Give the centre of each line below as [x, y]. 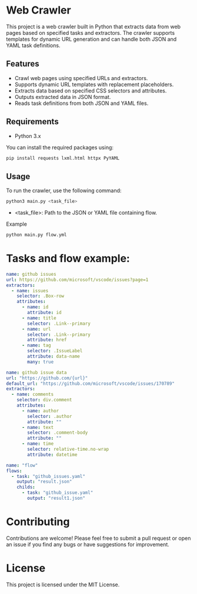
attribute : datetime [52, 454]
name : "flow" [22, 465]
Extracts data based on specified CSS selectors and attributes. [91, 90]
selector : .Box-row [41, 296]
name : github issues [31, 274]
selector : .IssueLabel [55, 351]
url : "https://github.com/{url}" [47, 378]
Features [23, 64]
